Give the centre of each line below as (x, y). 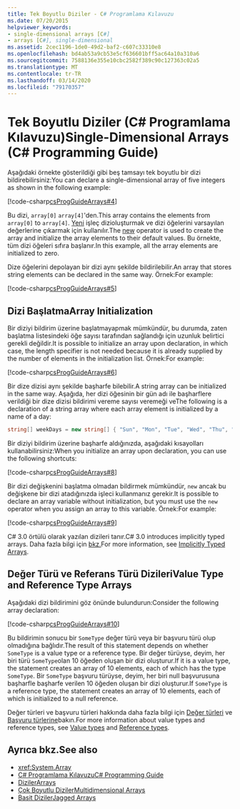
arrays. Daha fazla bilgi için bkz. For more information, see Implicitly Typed (116, 544)
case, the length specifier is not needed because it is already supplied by (115, 351)
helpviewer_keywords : (40, 27)
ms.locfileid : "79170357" (46, 87)
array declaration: (33, 610)
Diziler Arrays (37, 782)
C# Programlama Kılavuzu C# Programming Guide (91, 775)
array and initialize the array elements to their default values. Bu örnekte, (114, 238)
